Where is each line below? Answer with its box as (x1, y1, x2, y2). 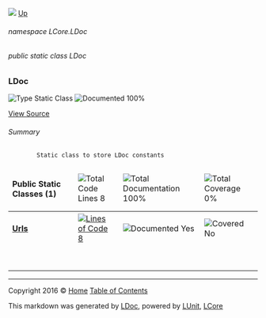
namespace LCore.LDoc (8, 26, 88, 36)
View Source (8, 109, 50, 119)
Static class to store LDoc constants (36, 151, 165, 160)
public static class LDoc (8, 51, 87, 61)
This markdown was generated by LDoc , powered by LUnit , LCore (8, 301, 223, 310)
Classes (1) (12, 188, 57, 199)
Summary (8, 127, 40, 136)
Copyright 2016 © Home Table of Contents (8, 286, 148, 295)
